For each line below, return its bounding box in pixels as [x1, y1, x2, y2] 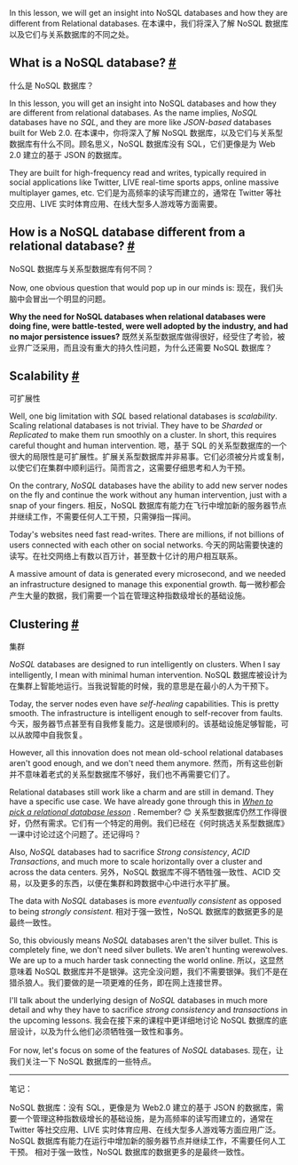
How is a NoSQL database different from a [9, 225, 246, 240]
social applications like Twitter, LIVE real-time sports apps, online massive [9, 177, 279, 188]
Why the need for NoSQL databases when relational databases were [9, 311, 266, 322]
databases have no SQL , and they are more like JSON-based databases [9, 116, 272, 127]
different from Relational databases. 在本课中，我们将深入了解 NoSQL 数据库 [9, 18, 289, 28]
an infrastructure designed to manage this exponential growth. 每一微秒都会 [9, 579, 286, 590]
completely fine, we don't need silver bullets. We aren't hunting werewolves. [9, 945, 288, 955]
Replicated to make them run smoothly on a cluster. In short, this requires [9, 430, 277, 441]
